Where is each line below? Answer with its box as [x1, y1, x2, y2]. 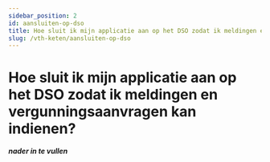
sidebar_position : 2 [8, 11, 78, 20]
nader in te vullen [8, 146, 68, 156]
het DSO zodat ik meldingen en [8, 86, 219, 104]
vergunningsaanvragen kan [8, 103, 197, 121]
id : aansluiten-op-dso [8, 19, 84, 27]
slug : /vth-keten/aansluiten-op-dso [8, 34, 131, 43]
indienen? [8, 119, 76, 138]
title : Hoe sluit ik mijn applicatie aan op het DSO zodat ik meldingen [8, 26, 257, 34]
